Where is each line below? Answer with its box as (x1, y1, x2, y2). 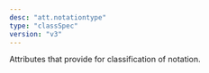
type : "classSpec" (9, 21, 78, 30)
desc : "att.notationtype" (9, 12, 106, 22)
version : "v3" (9, 29, 63, 38)
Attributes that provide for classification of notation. (9, 54, 201, 65)
